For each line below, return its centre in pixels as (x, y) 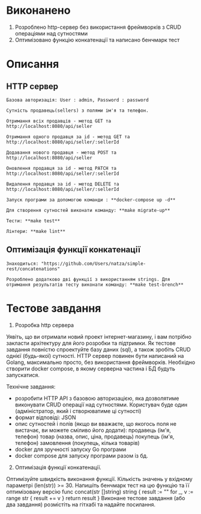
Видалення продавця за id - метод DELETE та (63, 184)
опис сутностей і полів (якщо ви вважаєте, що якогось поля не (96, 423)
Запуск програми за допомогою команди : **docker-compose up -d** (91, 200)
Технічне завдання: (31, 386)
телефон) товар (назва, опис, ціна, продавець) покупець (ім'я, (94, 437)
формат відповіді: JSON (45, 417)
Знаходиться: (22, 264)
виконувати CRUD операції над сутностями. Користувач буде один (101, 404)
